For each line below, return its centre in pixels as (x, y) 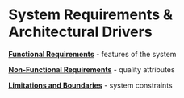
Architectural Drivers (80, 32)
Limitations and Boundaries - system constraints (90, 85)
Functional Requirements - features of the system (92, 54)
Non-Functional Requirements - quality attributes (92, 69)
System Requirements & (91, 15)
